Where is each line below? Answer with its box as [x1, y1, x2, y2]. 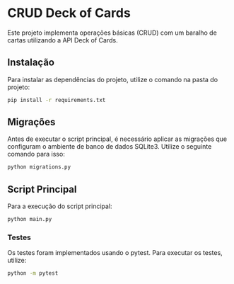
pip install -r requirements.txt [7, 96, 106, 103]
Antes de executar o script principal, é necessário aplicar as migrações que [7, 135, 228, 143]
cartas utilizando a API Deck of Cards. [7, 35, 118, 44]
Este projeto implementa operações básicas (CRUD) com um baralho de [7, 28, 217, 37]
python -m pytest [7, 270, 59, 277]
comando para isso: [7, 150, 65, 159]
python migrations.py [7, 164, 71, 171]
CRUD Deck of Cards [7, 5, 131, 21]
